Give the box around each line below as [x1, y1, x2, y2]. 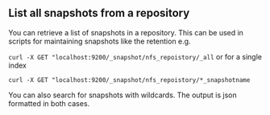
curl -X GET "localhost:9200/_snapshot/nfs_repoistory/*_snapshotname [8, 76, 251, 84]
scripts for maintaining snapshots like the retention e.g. [8, 36, 191, 46]
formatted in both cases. [8, 98, 90, 108]
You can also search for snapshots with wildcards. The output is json [8, 90, 237, 100]
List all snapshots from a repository [8, 6, 190, 20]
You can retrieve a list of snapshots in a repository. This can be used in [8, 27, 244, 37]
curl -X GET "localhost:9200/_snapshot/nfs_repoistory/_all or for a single [8, 51, 262, 61]
